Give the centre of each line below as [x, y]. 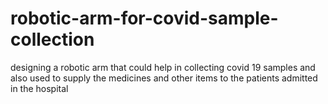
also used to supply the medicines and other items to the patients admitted [164, 78]
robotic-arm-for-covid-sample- [144, 18]
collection [52, 39]
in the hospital [39, 88]
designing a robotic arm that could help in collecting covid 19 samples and [163, 67]
